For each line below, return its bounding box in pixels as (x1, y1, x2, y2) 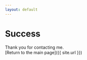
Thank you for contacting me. (5, 44, 64, 50)
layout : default (5, 7, 38, 12)
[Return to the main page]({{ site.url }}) (5, 49, 82, 55)
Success (5, 28, 41, 39)
